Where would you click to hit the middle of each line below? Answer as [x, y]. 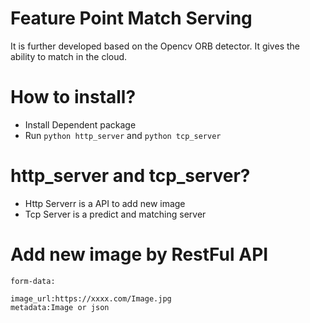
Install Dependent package [80, 124]
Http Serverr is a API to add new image [105, 203]
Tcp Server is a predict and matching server [115, 214]
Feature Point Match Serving [131, 18]
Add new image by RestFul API [139, 254]
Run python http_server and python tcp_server [123, 135]
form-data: [33, 281]
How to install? [73, 97]
